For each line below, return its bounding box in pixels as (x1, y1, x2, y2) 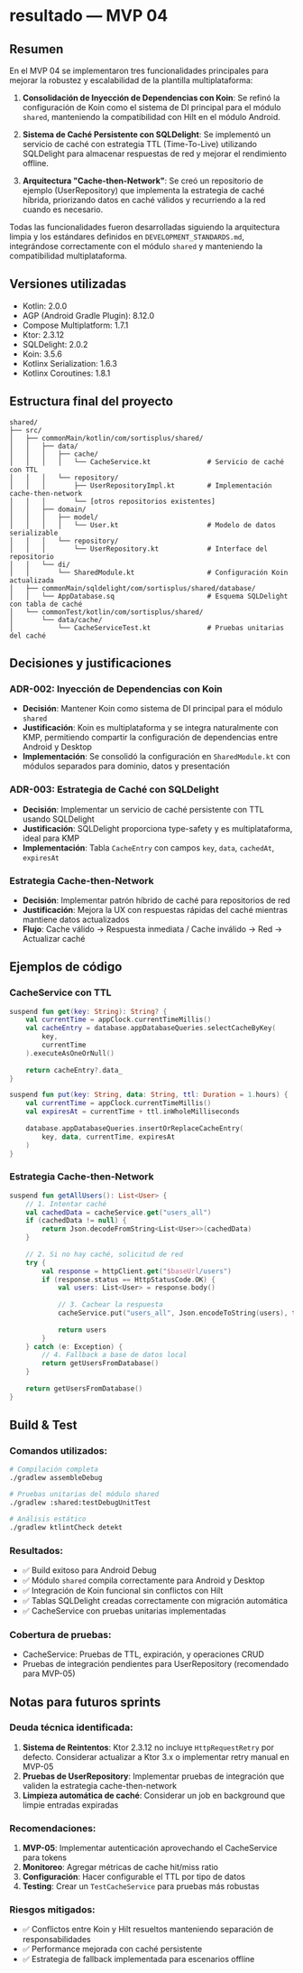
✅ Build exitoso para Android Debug (22, 1564, 157, 1576)
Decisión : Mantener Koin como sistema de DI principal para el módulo (22, 703, 283, 714)
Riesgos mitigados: (9, 1903, 96, 1916)
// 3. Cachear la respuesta (57, 1300, 164, 1309)
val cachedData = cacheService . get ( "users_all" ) (25, 1207, 212, 1217)
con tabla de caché (9, 600, 83, 609)
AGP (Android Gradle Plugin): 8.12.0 (22, 310, 155, 321)
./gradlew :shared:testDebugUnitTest (9, 1498, 151, 1507)
